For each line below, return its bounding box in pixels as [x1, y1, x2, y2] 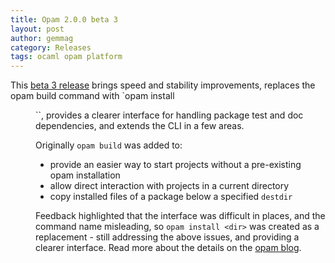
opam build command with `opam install [10, 90, 175, 102]
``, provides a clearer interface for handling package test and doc [35, 109, 304, 121]
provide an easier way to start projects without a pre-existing [49, 159, 302, 171]
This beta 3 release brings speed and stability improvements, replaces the [10, 79, 316, 91]
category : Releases [10, 42, 92, 53]
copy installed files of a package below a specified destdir [49, 191, 293, 203]
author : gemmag [10, 33, 74, 43]
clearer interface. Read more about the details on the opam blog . [35, 242, 302, 254]
